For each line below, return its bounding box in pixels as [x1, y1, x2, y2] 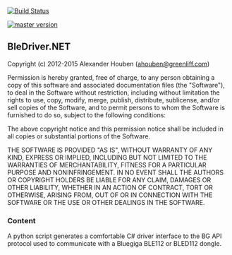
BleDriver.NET [7, 41, 71, 53]
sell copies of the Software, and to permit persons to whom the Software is [7, 103, 226, 112]
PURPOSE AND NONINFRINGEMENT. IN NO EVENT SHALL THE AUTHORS [7, 168, 224, 177]
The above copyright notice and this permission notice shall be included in [7, 124, 224, 133]
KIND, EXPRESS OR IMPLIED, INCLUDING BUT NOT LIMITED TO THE [7, 153, 207, 162]
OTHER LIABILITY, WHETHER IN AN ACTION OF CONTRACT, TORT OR [7, 183, 213, 191]
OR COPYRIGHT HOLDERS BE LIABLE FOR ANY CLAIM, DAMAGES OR [7, 175, 212, 184]
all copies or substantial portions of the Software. [7, 131, 150, 141]
